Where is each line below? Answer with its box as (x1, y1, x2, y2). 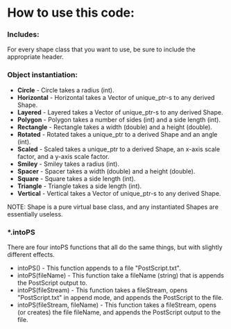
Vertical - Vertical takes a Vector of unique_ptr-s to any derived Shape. (17, 189, 221, 197)
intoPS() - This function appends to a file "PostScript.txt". (17, 264, 182, 272)
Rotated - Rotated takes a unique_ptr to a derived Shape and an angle (17, 130, 218, 138)
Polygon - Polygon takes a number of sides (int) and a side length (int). (17, 115, 221, 124)
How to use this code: (7, 5, 135, 21)
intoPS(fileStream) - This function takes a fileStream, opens (17, 286, 188, 294)
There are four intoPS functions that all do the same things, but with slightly (7, 243, 223, 251)
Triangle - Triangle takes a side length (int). (17, 182, 142, 190)
